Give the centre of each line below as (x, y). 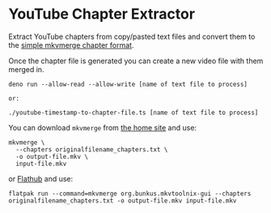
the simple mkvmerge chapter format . (71, 45)
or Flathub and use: (41, 178)
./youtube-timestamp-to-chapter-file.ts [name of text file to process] (133, 113)
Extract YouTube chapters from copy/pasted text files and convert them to (132, 36)
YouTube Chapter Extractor (102, 14)
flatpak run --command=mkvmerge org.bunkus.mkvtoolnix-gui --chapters (130, 194)
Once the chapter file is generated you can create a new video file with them (136, 61)
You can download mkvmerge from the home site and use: (102, 127)
